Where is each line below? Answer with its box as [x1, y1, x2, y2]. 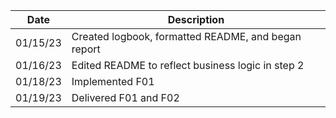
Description [167, 13, 225, 26]
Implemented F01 [71, 75, 155, 88]
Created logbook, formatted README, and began [71, 30, 302, 43]
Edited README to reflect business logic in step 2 [71, 59, 305, 72]
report [71, 42, 101, 56]
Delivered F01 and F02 [71, 91, 180, 104]
